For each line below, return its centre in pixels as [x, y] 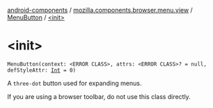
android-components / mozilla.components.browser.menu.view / [100, 10]
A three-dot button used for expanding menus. [74, 83]
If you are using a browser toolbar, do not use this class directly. [99, 96]
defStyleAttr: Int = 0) [42, 70]
